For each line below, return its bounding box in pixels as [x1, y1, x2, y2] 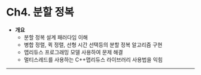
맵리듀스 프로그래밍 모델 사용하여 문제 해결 [23, 48, 124, 55]
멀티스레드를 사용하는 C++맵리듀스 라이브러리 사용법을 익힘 [23, 56, 163, 63]
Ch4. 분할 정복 [6, 5, 74, 19]
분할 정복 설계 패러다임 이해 [23, 33, 88, 40]
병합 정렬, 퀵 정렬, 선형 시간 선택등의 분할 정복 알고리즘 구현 [23, 41, 163, 48]
